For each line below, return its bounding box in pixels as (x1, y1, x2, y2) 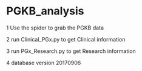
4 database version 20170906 (6, 59, 81, 66)
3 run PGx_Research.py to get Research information (6, 47, 137, 55)
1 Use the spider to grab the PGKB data (6, 24, 104, 31)
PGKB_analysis (6, 4, 84, 18)
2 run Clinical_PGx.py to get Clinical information (6, 35, 126, 43)
